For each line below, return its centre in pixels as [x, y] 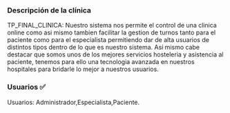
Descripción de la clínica [49, 10]
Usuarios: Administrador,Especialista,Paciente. [74, 102]
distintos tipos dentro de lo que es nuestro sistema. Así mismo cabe [104, 48]
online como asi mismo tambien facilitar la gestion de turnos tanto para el [112, 32]
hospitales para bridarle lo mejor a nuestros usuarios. [83, 69]
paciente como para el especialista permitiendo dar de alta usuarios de [108, 40]
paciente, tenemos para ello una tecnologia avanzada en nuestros [101, 62]
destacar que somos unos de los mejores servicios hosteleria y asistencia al [115, 54]
